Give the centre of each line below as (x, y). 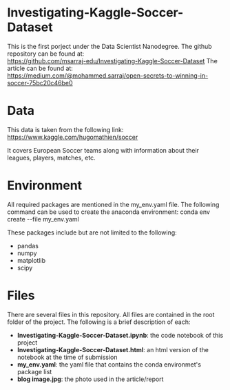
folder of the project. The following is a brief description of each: (99, 322)
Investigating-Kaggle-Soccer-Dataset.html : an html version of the (113, 349)
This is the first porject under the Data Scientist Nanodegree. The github (109, 46)
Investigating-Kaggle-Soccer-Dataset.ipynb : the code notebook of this (120, 335)
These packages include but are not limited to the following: (92, 232)
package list (34, 371)
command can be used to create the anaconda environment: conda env (108, 212)
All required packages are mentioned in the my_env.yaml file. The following (113, 204)
